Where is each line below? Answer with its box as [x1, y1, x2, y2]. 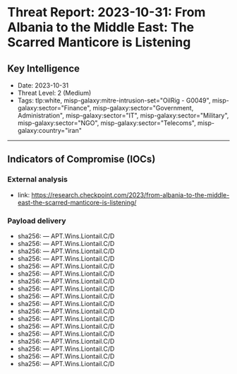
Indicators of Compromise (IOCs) [7, 153, 156, 165]
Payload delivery [7, 216, 66, 226]
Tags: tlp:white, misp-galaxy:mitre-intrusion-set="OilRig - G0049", [17, 96, 211, 105]
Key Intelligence [7, 62, 80, 74]
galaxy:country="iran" [17, 127, 83, 134]
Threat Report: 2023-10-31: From [7, 4, 206, 21]
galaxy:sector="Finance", [17, 104, 92, 112]
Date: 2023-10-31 [17, 81, 69, 89]
